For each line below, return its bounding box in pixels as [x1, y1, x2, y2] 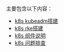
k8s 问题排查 [14, 40, 46, 46]
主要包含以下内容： [6, 5, 53, 12]
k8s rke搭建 [14, 25, 43, 32]
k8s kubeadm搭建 [14, 18, 58, 25]
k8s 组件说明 [14, 32, 46, 39]
